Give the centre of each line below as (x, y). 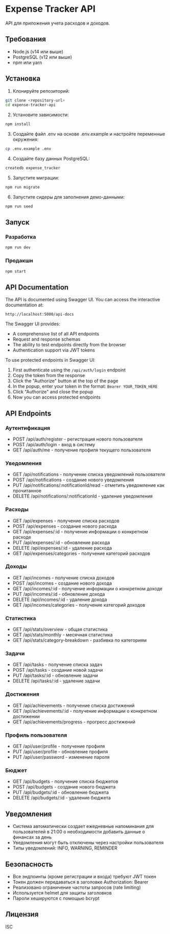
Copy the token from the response (49, 376)
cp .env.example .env (28, 149)
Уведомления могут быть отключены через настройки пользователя (88, 843)
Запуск (17, 223)
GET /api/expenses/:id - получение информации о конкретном (80, 531)
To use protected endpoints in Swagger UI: (50, 360)
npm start (16, 271)
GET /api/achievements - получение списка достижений (74, 705)
